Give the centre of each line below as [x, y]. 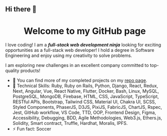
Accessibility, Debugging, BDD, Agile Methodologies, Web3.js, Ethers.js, [87, 118]
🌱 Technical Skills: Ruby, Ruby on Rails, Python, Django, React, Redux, [85, 86]
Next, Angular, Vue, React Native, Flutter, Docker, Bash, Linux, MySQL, [86, 91]
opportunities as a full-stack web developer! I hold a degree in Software [80, 50]
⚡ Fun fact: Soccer [32, 129]
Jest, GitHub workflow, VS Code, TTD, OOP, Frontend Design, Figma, [84, 113]
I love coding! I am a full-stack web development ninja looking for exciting [83, 45]
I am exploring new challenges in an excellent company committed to [77, 65]
